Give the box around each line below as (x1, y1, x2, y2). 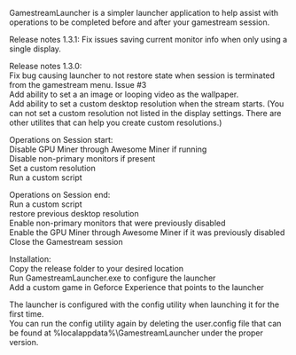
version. (9, 337, 39, 347)
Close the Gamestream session (9, 237, 123, 247)
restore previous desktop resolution (9, 209, 139, 218)
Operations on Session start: (9, 135, 113, 145)
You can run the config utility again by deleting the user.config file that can (9, 319, 282, 328)
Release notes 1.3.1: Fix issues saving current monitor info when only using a (9, 35, 288, 44)
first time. (9, 309, 44, 319)
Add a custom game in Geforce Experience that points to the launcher (9, 282, 264, 292)
